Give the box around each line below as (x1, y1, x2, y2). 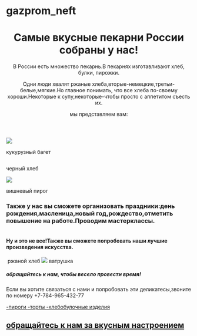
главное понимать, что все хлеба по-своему (65, 87, 178, 94)
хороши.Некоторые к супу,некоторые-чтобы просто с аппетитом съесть (7, 93, 191, 100)
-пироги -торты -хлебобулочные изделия (6, 303, 111, 310)
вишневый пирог (6, 187, 49, 194)
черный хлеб (6, 165, 39, 172)
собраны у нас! (59, 43, 139, 57)
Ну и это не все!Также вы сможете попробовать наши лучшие (6, 237, 168, 244)
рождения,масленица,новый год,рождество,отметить (6, 210, 173, 218)
